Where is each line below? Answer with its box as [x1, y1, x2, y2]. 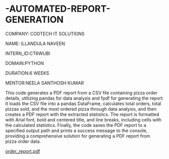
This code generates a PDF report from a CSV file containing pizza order [5, 89, 158, 96]
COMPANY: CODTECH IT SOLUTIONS [5, 30, 85, 37]
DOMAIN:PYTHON [5, 60, 44, 66]
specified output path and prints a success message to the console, [5, 128, 148, 134]
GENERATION [5, 14, 64, 25]
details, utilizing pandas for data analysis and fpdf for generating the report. [5, 95, 164, 101]
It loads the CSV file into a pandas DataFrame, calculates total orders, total [5, 100, 161, 107]
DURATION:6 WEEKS [5, 70, 49, 76]
